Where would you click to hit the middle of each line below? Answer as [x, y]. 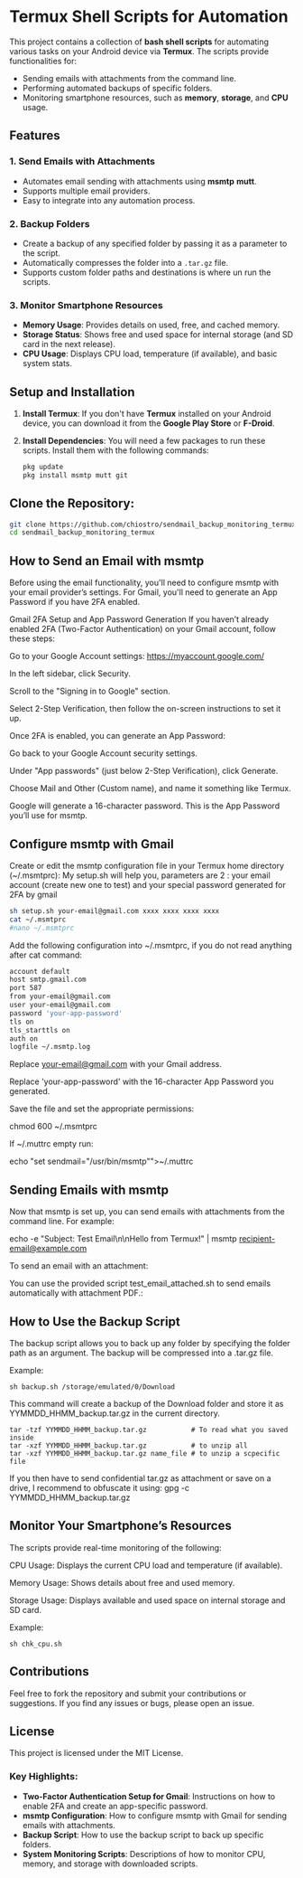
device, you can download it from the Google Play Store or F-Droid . [148, 423]
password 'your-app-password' [66, 1013]
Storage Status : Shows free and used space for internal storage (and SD [158, 335]
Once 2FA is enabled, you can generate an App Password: [117, 736]
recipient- [257, 1239]
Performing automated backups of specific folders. [117, 88]
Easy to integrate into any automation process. [109, 200]
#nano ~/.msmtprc [42, 928]
